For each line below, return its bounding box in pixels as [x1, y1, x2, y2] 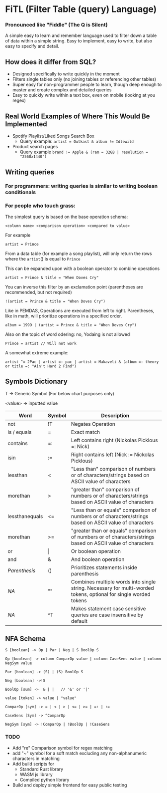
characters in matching [12, 755, 60, 762]
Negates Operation [71, 420, 115, 427]
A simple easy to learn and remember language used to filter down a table [5, 32, 157, 38]
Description [101, 412, 130, 419]
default [71, 617, 88, 624]
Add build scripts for [12, 761, 55, 767]
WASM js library [19, 771, 53, 777]
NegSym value [5, 661, 32, 666]
